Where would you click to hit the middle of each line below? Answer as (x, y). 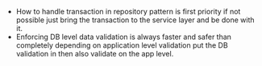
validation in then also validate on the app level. (95, 54)
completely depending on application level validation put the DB (122, 45)
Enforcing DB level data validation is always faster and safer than (124, 37)
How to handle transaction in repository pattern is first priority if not (128, 12)
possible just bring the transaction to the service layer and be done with (135, 20)
